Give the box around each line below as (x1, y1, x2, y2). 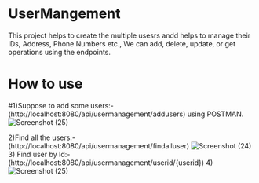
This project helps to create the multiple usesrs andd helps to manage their (8, 31, 251, 40)
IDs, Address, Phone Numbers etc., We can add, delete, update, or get (8, 38, 236, 48)
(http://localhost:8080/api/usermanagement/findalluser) (8, 141, 190, 150)
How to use (8, 75, 83, 93)
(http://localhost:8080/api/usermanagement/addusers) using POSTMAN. (8, 109, 244, 119)
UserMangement (8, 5, 121, 23)
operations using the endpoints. (8, 47, 111, 57)
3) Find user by (8, 149, 57, 159)
